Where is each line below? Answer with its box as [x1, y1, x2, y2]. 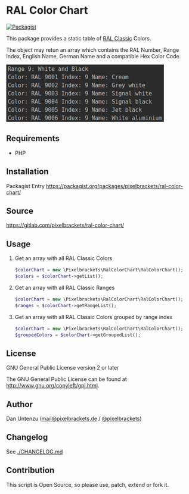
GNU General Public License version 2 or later [6, 364, 119, 371]
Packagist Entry [6, 182, 45, 189]
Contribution [6, 465, 55, 476]
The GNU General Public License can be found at [6, 376, 127, 383]
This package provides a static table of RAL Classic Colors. [6, 35, 151, 42]
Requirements [6, 133, 60, 143]
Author [6, 399, 33, 409]
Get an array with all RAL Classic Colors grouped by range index [14, 313, 173, 320]
